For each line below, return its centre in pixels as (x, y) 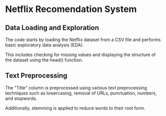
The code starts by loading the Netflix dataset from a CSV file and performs (83, 39)
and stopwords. (21, 98)
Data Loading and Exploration (52, 28)
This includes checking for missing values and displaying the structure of (80, 54)
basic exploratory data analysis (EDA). (44, 45)
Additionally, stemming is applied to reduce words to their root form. (75, 108)
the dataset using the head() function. (44, 60)
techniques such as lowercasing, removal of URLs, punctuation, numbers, (81, 93)
